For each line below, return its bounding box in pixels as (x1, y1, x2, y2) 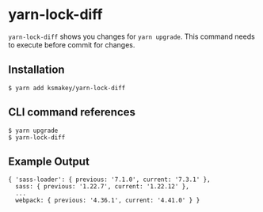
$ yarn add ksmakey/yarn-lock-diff (8, 84, 126, 92)
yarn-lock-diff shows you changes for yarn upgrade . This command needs (8, 32, 255, 41)
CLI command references (8, 105, 136, 119)
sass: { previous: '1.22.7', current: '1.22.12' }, (15, 183, 190, 191)
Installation (8, 63, 65, 77)
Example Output (8, 154, 90, 168)
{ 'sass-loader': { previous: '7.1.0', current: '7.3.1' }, (8, 176, 212, 184)
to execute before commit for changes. (8, 40, 135, 49)
